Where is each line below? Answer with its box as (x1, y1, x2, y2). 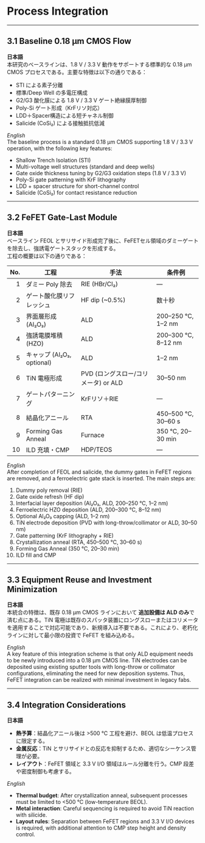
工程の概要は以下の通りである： (7, 252, 87, 259)
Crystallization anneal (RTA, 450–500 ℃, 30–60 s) (15, 538, 142, 546)
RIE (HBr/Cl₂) (80, 280, 118, 288)
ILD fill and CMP (15, 551, 57, 559)
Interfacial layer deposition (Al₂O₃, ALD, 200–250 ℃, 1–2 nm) (15, 499, 169, 507)
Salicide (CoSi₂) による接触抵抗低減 (15, 119, 105, 126)
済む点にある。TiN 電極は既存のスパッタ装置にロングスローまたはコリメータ (7, 617, 198, 624)
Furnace (80, 430, 105, 439)
